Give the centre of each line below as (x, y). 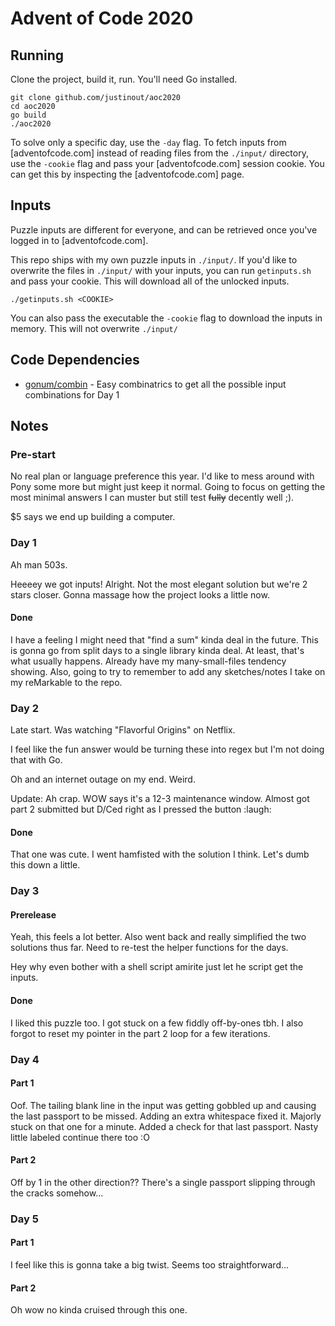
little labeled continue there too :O (80, 1137)
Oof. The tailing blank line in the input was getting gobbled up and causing (163, 1105)
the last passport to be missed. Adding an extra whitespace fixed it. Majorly (166, 1116)
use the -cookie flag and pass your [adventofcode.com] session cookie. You (167, 163)
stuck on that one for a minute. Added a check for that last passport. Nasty (164, 1126)
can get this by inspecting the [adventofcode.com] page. (127, 174)
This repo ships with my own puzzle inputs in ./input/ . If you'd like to (154, 259)
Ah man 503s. (39, 564)
